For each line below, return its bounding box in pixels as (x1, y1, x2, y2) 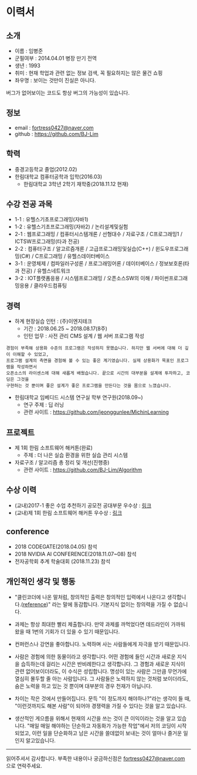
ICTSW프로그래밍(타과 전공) (14, 238, 80, 245)
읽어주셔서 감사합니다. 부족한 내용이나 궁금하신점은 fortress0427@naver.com (6, 754, 185, 762)
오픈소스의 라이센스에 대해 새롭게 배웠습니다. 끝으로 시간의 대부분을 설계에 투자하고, (6, 370, 184, 377)
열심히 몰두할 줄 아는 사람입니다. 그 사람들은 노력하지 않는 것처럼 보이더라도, (14, 675, 189, 682)
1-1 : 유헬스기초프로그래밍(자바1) (14, 216, 89, 223)
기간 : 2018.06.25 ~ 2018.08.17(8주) (23, 325, 107, 332)
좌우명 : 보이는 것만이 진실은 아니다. (14, 77, 96, 84)
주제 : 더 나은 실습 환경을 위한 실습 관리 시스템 (23, 451, 128, 459)
